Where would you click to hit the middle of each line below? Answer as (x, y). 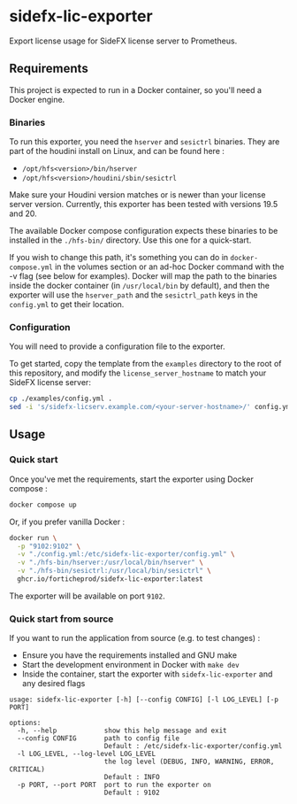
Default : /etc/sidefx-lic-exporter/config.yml (193, 746)
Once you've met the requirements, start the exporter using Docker (132, 479)
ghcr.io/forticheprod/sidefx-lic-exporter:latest (110, 579)
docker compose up (43, 505)
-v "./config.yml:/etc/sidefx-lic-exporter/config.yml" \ (126, 554)
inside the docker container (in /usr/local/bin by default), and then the (139, 286)
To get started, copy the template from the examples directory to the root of (145, 364)
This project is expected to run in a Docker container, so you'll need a (136, 89)
